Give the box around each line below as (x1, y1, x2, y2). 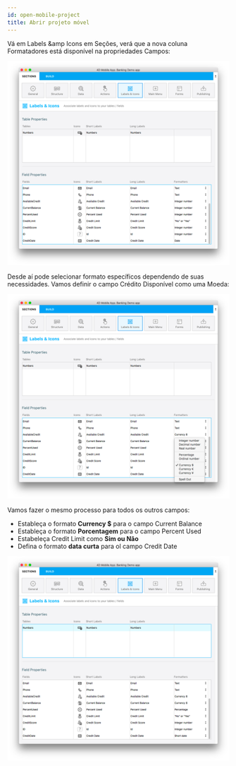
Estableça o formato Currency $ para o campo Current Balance (17, 519, 203, 528)
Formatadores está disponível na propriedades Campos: (7, 47, 170, 55)
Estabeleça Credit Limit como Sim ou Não (17, 534, 139, 542)
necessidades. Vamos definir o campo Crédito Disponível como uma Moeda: (7, 280, 230, 289)
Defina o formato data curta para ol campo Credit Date (17, 542, 178, 550)
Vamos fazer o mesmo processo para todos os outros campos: (7, 506, 190, 514)
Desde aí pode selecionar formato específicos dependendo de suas (7, 272, 204, 281)
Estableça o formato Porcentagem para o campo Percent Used (17, 527, 202, 535)
